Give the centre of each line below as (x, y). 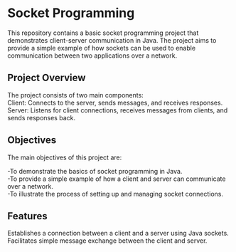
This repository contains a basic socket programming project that (103, 33)
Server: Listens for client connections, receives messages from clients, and (118, 110)
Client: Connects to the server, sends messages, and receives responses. (115, 103)
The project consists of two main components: (75, 95)
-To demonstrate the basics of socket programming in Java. (95, 171)
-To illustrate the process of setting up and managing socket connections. (116, 194)
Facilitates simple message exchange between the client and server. (107, 241)
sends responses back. (42, 117)
